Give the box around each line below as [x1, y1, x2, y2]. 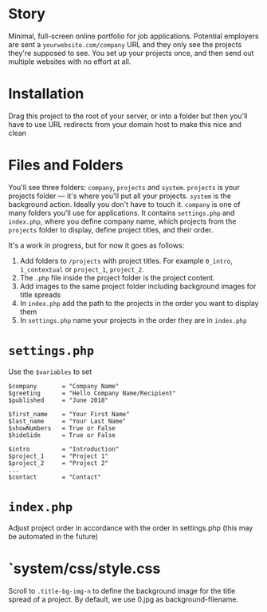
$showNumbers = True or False [8, 424, 116, 432]
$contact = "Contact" [8, 473, 102, 481]
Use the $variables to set [8, 367, 92, 376]
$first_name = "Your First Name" [8, 410, 130, 418]
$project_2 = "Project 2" [8, 459, 109, 467]
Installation [8, 85, 84, 103]
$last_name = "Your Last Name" [8, 417, 127, 425]
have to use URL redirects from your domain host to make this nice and [8, 119, 241, 129]
